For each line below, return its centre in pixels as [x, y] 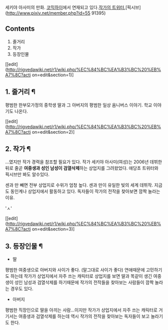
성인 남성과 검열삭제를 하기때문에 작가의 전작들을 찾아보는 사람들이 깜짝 [84, 282]
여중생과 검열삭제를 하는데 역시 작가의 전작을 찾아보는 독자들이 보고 [84, 316]
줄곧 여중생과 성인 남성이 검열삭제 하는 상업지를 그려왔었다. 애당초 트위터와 [87, 168]
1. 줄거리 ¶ [20, 92]
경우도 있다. [22, 289]
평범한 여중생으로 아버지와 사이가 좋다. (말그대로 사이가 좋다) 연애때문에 [75, 270]
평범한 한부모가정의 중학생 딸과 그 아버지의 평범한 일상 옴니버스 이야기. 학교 [79, 105]
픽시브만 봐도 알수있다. [27, 174]
